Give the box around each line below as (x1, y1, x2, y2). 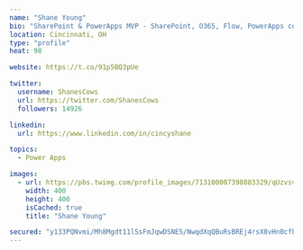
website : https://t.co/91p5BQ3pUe (9, 63, 140, 72)
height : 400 (25, 194, 70, 203)
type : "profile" (9, 38, 70, 48)
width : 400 (25, 186, 67, 195)
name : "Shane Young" (9, 13, 87, 22)
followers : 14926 (17, 104, 83, 113)
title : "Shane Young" (25, 211, 106, 220)
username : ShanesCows (17, 87, 99, 96)
